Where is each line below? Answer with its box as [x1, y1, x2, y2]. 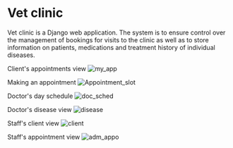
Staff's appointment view [7, 132, 80, 141]
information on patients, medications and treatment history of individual [7, 43, 215, 51]
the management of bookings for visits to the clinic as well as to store [7, 35, 210, 44]
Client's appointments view [7, 64, 87, 73]
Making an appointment [7, 78, 76, 86]
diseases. [7, 51, 35, 59]
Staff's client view [7, 118, 60, 128]
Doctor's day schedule [7, 92, 73, 100]
